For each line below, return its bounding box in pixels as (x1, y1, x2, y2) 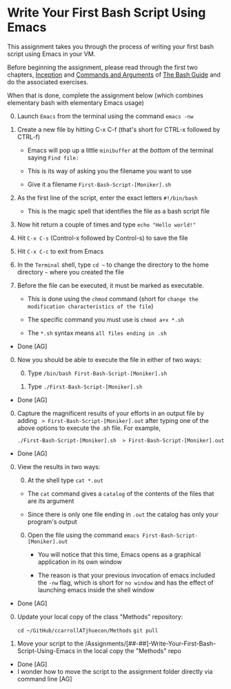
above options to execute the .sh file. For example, (17, 424, 161, 432)
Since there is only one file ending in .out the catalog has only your (27, 510, 219, 518)
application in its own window (37, 558, 122, 566)
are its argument (27, 496, 74, 505)
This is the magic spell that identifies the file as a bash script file (27, 207, 210, 215)
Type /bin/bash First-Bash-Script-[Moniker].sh (27, 368, 168, 377)
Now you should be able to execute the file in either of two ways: (17, 355, 202, 364)
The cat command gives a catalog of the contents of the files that (27, 489, 214, 498)
